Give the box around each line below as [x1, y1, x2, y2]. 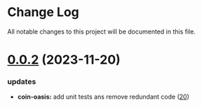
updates [7, 77, 36, 87]
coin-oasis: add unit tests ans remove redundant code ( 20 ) [17, 92, 189, 101]
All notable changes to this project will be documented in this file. [7, 27, 196, 36]
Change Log [7, 4, 79, 20]
